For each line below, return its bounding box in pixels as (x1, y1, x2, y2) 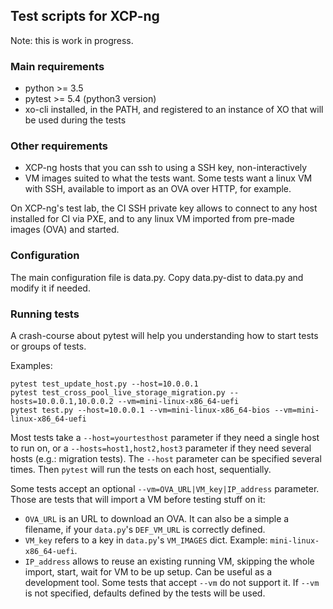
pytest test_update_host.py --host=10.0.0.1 (10, 379, 199, 389)
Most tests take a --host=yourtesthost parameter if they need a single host (10, 432, 320, 443)
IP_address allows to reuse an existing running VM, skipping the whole (24, 555, 315, 567)
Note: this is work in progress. (10, 34, 134, 46)
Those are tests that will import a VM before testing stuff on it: (10, 494, 266, 505)
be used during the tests (24, 114, 127, 126)
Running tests (10, 307, 80, 321)
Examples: (10, 360, 53, 371)
